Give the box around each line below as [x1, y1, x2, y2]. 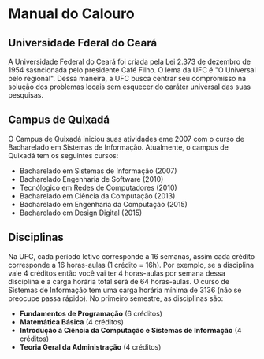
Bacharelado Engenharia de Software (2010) [19, 174, 164, 183]
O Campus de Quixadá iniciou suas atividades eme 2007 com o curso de [8, 134, 244, 143]
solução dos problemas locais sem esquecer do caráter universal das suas [8, 82, 251, 91]
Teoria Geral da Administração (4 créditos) [19, 342, 162, 351]
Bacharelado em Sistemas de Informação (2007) [19, 166, 177, 176]
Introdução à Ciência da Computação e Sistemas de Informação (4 [19, 325, 242, 335]
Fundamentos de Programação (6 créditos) [19, 309, 163, 318]
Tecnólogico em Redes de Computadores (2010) [19, 183, 177, 192]
